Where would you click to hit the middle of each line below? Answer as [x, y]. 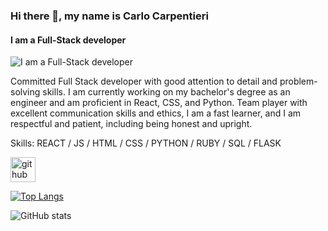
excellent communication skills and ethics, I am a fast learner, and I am [156, 113]
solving [25, 92]
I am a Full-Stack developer [68, 40]
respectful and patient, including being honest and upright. [131, 124]
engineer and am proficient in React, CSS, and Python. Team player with [159, 103]
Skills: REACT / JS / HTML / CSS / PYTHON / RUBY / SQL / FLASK [146, 143]
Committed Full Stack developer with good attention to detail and [144, 81]
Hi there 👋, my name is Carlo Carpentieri [109, 16]
